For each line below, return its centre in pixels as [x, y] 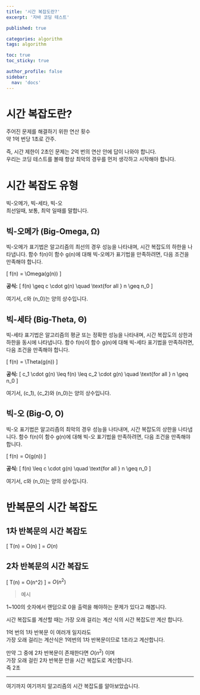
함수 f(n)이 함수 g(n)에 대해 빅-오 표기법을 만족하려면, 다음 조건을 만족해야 [104, 436]
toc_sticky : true [28, 61]
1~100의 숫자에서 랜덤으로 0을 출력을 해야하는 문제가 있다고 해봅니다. [86, 607]
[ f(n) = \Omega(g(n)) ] [34, 274]
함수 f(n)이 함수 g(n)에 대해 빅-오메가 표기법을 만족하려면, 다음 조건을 [109, 254]
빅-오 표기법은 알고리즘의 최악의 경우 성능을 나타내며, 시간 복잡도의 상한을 [92, 429]
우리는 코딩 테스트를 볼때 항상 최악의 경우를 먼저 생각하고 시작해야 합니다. [91, 159]
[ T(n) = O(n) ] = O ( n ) [32, 546]
